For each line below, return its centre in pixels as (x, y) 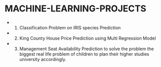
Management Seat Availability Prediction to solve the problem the (86, 49)
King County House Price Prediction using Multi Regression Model (87, 38)
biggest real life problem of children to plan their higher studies (84, 54)
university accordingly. (43, 59)
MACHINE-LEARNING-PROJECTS (75, 9)
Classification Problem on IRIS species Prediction (70, 27)
